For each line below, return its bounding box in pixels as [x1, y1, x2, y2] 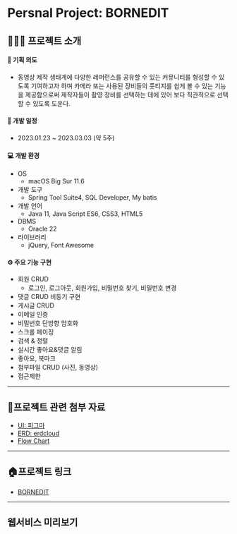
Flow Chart [17, 437, 50, 445]
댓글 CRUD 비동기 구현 [17, 293, 81, 301]
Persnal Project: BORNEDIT [7, 5, 169, 21]
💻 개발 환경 [7, 151, 40, 159]
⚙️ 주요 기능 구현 [7, 257, 51, 266]
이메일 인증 [17, 310, 49, 319]
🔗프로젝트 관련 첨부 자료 [7, 401, 106, 413]
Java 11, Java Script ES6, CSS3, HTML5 [28, 210, 143, 218]
